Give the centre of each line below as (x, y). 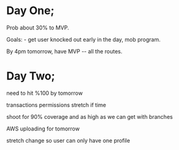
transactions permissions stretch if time (56, 105)
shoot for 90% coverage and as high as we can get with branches (89, 116)
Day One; (30, 11)
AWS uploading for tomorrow (43, 129)
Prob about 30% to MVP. (38, 28)
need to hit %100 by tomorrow (44, 93)
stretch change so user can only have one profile (68, 140)
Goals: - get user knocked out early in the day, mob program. (83, 39)
